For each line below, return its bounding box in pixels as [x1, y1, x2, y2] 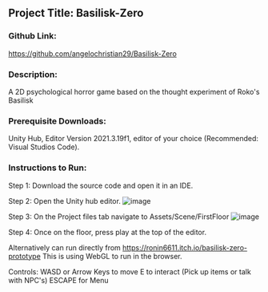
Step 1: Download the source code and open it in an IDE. [8, 180, 194, 190]
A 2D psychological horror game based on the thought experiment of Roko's [8, 87, 260, 96]
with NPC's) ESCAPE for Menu [8, 275, 110, 285]
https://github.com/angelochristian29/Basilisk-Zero [8, 48, 178, 59]
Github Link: [8, 30, 58, 42]
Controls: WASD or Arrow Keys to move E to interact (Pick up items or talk [8, 266, 252, 276]
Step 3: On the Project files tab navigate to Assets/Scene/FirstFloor [8, 212, 230, 221]
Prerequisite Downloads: [8, 116, 106, 127]
